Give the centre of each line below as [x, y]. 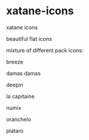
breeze [15, 62]
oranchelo [19, 119]
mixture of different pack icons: [45, 50]
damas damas [23, 73]
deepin [15, 85]
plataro [15, 131]
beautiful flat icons [29, 39]
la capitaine [20, 96]
